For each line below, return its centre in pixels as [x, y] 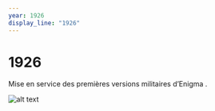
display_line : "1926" [44, 23]
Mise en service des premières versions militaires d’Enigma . [108, 84]
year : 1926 [26, 15]
